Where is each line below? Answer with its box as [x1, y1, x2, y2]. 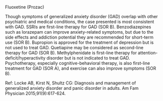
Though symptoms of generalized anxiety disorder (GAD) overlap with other [5, 14, 158, 19]
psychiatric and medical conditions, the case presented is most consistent [5, 19, 155, 24]
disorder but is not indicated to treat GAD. [46, 55, 130, 61]
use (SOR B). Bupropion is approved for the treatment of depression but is [5, 40, 154, 45]
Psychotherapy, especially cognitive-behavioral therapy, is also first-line [5, 61, 150, 66]
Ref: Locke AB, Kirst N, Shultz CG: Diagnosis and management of [5, 80, 136, 86]
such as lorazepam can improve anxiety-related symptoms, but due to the [5, 29, 154, 35]
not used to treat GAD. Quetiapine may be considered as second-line [5, 45, 144, 50]
